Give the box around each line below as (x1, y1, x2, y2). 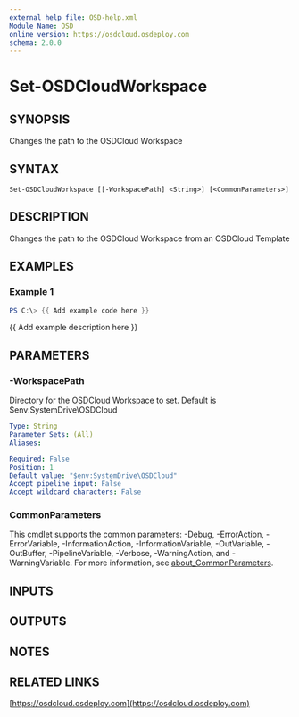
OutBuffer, (9, 548, 47, 559)
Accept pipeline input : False (9, 479, 122, 488)
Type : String (9, 421, 58, 431)
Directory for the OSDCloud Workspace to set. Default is (9, 395, 217, 406)
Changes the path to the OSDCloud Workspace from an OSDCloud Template (9, 233, 290, 244)
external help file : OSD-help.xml (9, 13, 138, 22)
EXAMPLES (9, 259, 74, 274)
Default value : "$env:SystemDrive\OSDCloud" (9, 471, 178, 480)
